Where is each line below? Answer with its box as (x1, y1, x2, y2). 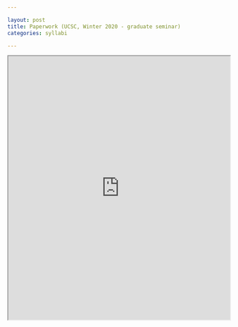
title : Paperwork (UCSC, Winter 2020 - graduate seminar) (7, 23, 181, 30)
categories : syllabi (7, 30, 68, 37)
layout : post (7, 16, 46, 23)
